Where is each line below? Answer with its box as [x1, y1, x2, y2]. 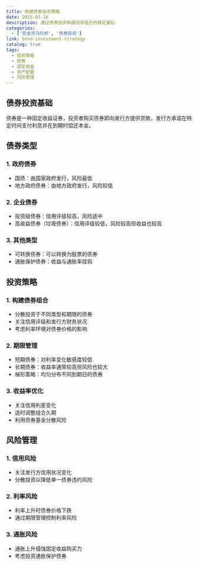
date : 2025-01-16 [6, 14, 49, 20]
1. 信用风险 [6, 454, 37, 462]
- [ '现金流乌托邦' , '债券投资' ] [11, 31, 82, 37]
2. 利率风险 [6, 492, 38, 501]
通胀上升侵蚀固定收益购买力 [14, 545, 82, 552]
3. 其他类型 [6, 236, 38, 244]
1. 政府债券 [6, 160, 37, 168]
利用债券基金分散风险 [14, 416, 67, 423]
